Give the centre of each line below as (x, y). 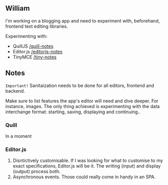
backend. (15, 91)
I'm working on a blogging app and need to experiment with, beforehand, (83, 20)
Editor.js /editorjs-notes (38, 51)
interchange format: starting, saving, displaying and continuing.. (73, 112)
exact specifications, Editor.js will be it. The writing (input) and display (87, 166)
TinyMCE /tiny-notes (34, 57)
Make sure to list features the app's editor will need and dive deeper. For (82, 101)
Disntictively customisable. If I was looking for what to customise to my (88, 160)
